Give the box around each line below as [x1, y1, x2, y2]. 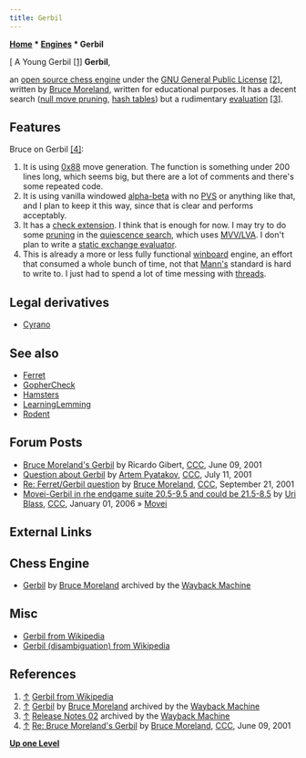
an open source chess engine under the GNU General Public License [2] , [9, 74, 283, 85]
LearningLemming [22, 399, 91, 410]
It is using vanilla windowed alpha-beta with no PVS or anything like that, [22, 191, 296, 202]
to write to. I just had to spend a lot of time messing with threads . [22, 268, 267, 279]
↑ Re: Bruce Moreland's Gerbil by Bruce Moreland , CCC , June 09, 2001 [22, 720, 291, 731]
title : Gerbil [9, 13, 64, 23]
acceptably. [22, 210, 67, 221]
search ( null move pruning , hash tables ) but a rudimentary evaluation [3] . [9, 93, 284, 104]
